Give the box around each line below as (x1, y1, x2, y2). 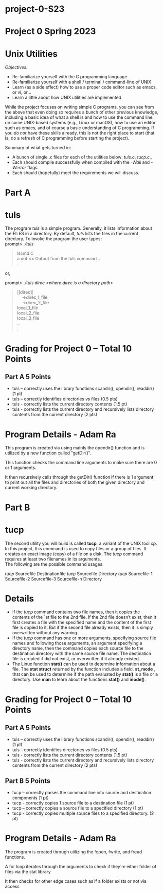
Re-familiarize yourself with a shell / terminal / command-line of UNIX (12, 79, 152, 85)
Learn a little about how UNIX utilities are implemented (12, 94, 122, 101)
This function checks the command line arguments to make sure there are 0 (5, 460, 157, 466)
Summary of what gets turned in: (5, 145, 72, 151)
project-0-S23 (5, 3, 65, 15)
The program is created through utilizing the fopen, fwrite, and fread (5, 849, 142, 855)
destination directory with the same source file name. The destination (12, 650, 152, 656)
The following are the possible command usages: (5, 561, 104, 567)
